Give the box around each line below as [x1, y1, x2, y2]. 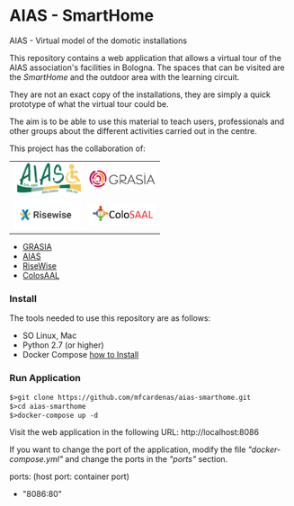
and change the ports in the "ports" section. [65, 454, 228, 465]
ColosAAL [22, 270, 60, 280]
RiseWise [22, 260, 57, 271]
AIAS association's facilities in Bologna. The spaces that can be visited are [9, 62, 285, 73]
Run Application [9, 371, 81, 384]
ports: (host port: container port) [9, 471, 130, 482]
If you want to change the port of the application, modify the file [9, 444, 246, 455]
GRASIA [22, 241, 52, 252]
